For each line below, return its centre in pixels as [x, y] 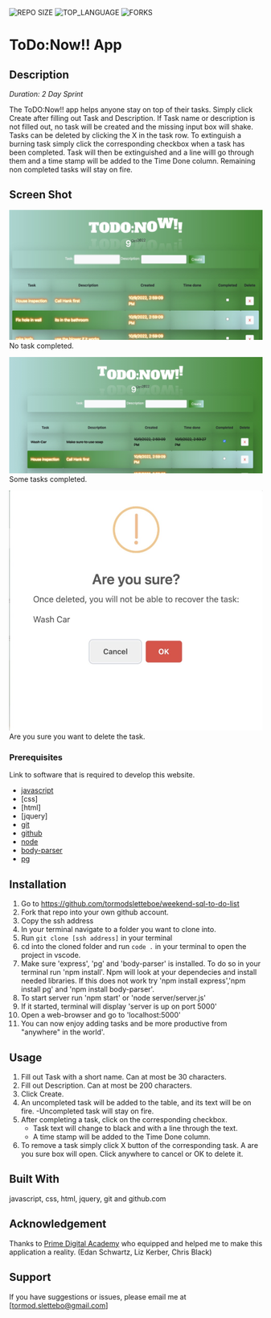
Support [30, 1277]
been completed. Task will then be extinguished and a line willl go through [131, 152]
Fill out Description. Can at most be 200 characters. [106, 1086]
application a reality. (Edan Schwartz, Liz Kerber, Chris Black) [111, 1252]
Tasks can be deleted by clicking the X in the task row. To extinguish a [125, 135]
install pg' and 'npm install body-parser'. [88, 989]
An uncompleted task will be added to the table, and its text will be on [136, 1103]
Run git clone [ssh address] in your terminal [96, 938]
